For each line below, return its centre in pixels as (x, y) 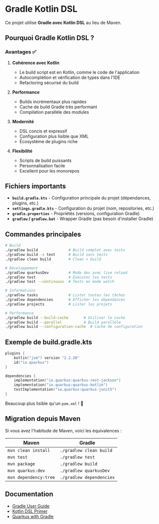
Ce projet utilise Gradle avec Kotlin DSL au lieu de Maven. (63, 23)
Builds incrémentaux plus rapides (53, 101)
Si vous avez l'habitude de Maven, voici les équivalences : (63, 430)
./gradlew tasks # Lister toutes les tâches (65, 295)
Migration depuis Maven (43, 419)
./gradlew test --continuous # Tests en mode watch (60, 282)
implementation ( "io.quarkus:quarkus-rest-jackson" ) (67, 380)
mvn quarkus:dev (26, 471)
